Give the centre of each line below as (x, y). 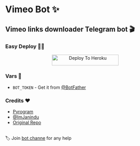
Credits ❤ (18, 101)
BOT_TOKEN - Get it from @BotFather (49, 87)
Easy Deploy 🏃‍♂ (25, 46)
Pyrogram (23, 111)
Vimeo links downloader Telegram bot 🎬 (70, 29)
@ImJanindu (26, 117)
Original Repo (27, 122)
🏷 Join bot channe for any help (39, 138)
